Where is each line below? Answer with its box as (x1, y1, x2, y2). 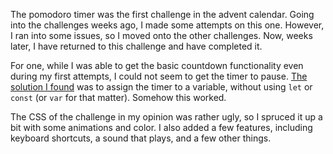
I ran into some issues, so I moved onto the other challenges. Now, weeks (10, 30, 313, 41)
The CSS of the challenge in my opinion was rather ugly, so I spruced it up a (10, 111, 323, 123)
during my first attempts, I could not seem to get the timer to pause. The (10, 70, 308, 82)
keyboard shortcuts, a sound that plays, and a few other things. (10, 132, 272, 144)
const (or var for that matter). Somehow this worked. (10, 92, 227, 103)
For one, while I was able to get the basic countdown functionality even (10, 60, 304, 71)
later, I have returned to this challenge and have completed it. (10, 40, 263, 52)
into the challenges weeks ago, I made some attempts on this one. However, (10, 19, 325, 31)
